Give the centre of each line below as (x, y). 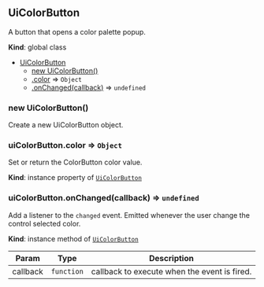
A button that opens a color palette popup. (77, 31)
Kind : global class (37, 47)
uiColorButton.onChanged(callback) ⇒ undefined (104, 198)
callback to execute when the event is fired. (171, 271)
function (67, 271)
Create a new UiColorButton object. (66, 125)
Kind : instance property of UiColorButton (75, 178)
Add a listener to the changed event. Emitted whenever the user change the (129, 215)
